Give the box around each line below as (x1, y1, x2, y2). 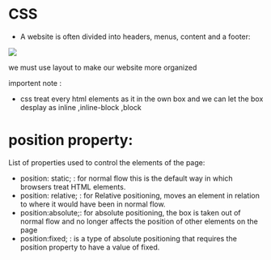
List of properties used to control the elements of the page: (8, 157, 205, 167)
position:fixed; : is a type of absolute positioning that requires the (19, 233, 237, 243)
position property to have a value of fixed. (19, 242, 160, 252)
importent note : (8, 78, 62, 87)
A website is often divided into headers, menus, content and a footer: (19, 32, 251, 41)
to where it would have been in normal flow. (19, 199, 166, 209)
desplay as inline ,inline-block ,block (19, 102, 142, 112)
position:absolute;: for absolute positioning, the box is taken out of (19, 207, 241, 217)
